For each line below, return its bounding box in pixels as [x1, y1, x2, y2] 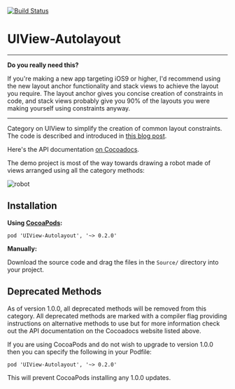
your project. [7, 265, 44, 274]
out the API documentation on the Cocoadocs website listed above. [7, 326, 201, 335]
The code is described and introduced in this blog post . [7, 132, 167, 140]
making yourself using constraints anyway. [7, 104, 131, 112]
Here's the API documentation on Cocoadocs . [7, 145, 140, 153]
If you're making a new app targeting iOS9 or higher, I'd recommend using [7, 74, 221, 83]
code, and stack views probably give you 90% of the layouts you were [7, 97, 211, 105]
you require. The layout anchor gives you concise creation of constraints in [7, 89, 224, 97]
